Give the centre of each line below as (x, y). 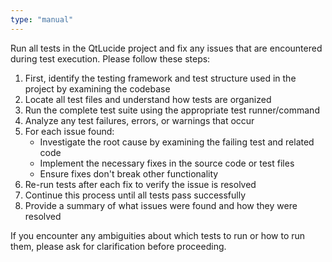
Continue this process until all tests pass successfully (135, 195)
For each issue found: (69, 131)
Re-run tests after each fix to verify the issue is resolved (140, 184)
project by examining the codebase (97, 88)
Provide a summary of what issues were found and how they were (161, 205)
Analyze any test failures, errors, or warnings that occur (139, 120)
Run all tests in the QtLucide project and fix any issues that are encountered (166, 48)
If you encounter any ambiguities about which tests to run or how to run (158, 235)
